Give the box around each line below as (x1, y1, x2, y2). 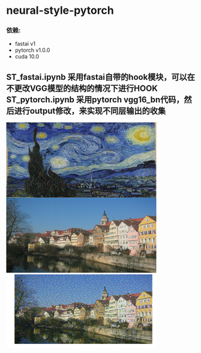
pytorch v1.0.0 (14, 46, 50, 54)
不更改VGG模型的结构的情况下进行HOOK (6, 83, 158, 93)
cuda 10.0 (14, 53, 40, 60)
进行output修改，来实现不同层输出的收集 (14, 106, 166, 116)
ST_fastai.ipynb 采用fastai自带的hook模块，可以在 (6, 72, 196, 82)
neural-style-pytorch (6, 4, 114, 17)
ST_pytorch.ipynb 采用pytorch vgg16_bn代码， (6, 94, 184, 105)
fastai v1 (14, 40, 36, 48)
